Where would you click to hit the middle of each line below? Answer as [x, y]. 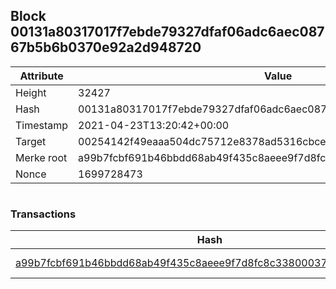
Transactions [43, 214]
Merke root [41, 157]
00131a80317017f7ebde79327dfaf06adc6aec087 [167, 32]
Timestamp [42, 125]
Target [31, 141]
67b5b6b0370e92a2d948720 [106, 47]
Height [31, 92]
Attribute [41, 76]
